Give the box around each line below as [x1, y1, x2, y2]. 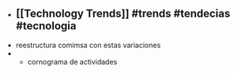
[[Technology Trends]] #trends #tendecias [15, 7, 231, 20]
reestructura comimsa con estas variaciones [15, 40, 161, 50]
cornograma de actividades [27, 57, 118, 66]
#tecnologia [15, 20, 77, 33]
